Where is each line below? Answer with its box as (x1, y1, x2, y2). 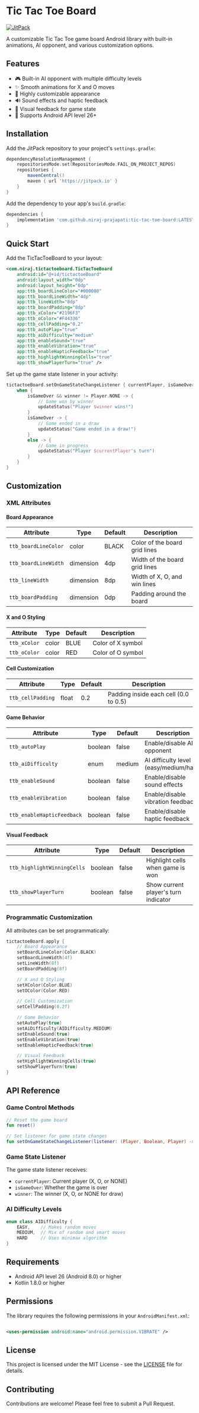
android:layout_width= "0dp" (17, 277, 86, 283)
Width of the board (131, 556, 184, 564)
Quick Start (6, 238, 49, 249)
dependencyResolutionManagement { (6, 156, 92, 162)
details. (6, 1367, 24, 1374)
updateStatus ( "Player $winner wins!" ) (37, 404, 134, 410)
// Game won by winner (37, 399, 94, 405)
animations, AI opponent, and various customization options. (6, 42, 154, 49)
